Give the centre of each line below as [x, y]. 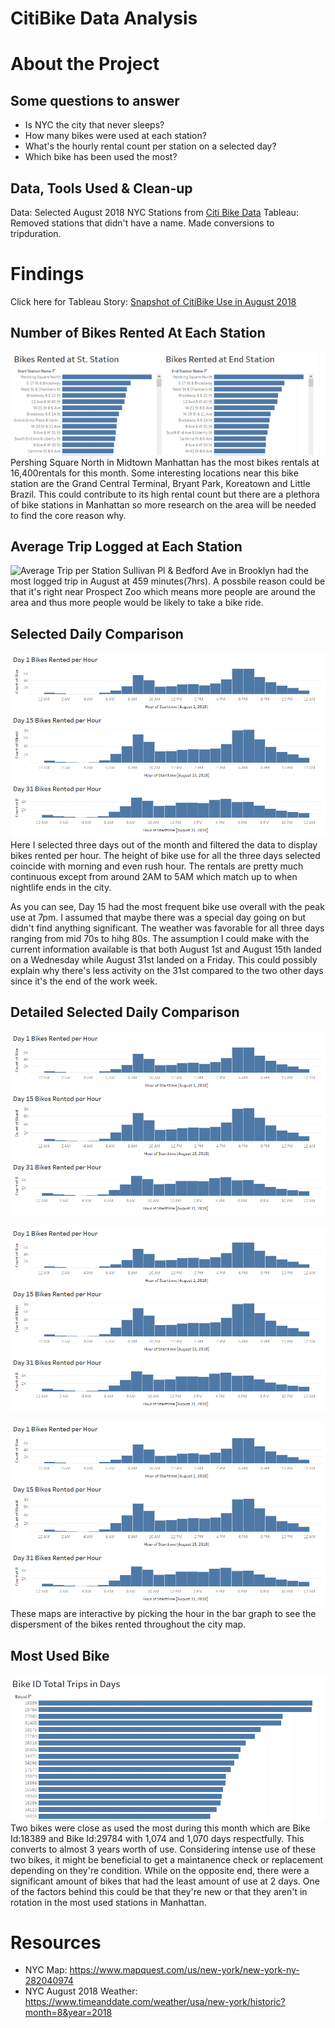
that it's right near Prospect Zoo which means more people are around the [163, 592]
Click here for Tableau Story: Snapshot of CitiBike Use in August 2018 [153, 301]
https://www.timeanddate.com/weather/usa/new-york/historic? [155, 2002]
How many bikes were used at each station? [115, 136]
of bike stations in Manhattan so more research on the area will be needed [163, 504]
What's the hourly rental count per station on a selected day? [150, 146]
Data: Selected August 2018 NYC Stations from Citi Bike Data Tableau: [154, 212]
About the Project [85, 64]
